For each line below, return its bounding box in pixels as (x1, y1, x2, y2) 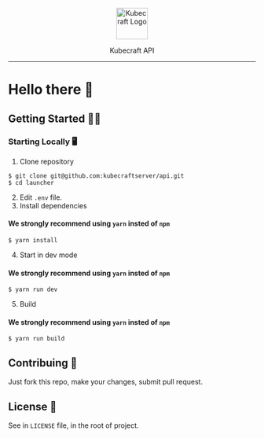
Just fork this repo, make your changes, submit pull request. (8, 377, 203, 387)
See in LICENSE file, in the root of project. (8, 421, 139, 430)
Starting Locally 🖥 (8, 136, 78, 147)
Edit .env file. (19, 193, 63, 202)
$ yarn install (8, 237, 58, 245)
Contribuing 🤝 (8, 356, 78, 370)
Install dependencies (19, 201, 88, 210)
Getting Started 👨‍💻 (8, 112, 101, 125)
